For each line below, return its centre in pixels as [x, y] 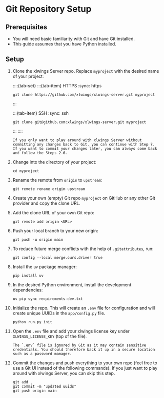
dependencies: [28, 290]
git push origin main [34, 391]
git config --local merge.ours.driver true [58, 257]
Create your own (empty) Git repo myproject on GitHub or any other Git [84, 198]
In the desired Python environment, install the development [72, 285]
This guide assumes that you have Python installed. [64, 44]
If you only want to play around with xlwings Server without [77, 140]
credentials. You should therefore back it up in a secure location [84, 349]
